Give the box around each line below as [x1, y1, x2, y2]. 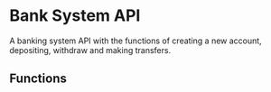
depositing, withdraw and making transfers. [9, 44, 172, 55]
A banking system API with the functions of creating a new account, [9, 35, 262, 46]
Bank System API [9, 5, 141, 26]
